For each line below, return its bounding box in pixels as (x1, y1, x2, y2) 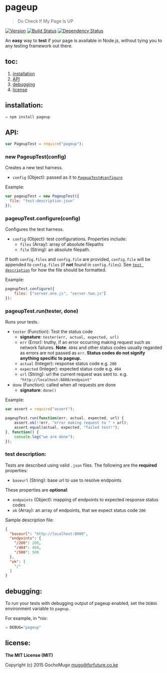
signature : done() (19, 387, 56, 393)
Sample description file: (5, 517, 54, 523)
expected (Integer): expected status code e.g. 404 (19, 366, 121, 372)
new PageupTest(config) (5, 153, 66, 160)
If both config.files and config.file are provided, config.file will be (5, 256, 151, 262)
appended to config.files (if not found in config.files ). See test (5, 262, 142, 268)
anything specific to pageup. (19, 355, 81, 362)
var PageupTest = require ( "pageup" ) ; (5, 142, 84, 147)
